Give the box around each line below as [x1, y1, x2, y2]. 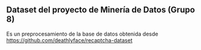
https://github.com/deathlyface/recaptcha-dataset [6, 36, 132, 44]
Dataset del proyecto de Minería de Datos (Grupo [6, 5, 196, 15]
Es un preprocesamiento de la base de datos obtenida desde [6, 30, 158, 37]
